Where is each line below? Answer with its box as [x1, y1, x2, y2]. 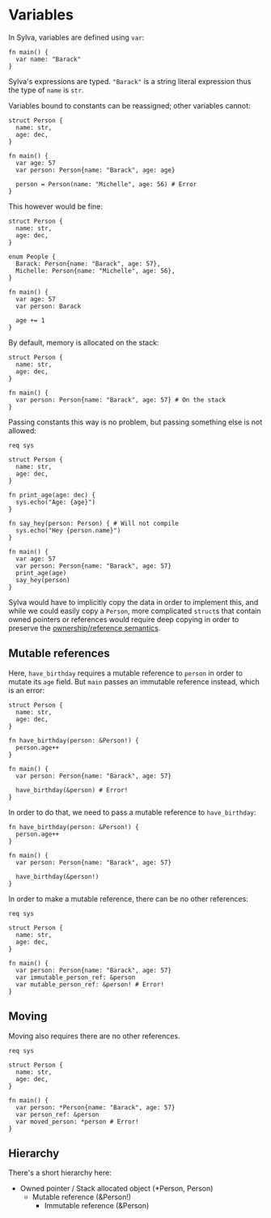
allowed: [8, 425, 36, 435]
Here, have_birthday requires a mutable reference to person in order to [8, 668, 243, 678]
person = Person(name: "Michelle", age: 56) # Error [15, 180, 197, 188]
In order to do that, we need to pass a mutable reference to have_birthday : [8, 807, 256, 817]
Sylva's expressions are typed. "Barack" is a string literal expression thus [8, 76, 252, 86]
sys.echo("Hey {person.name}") [15, 526, 121, 534]
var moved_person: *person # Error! [15, 1118, 139, 1126]
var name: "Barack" [15, 55, 82, 63]
